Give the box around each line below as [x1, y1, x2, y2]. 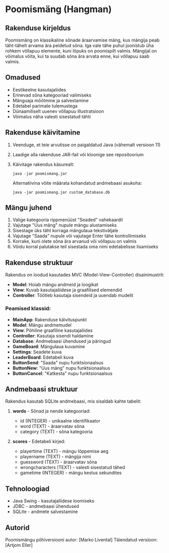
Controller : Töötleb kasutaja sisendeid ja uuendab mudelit [12, 292, 134, 299]
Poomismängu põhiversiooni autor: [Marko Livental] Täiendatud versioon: [5, 536, 158, 542]
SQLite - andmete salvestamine [12, 508, 78, 515]
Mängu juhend [5, 203, 52, 212]
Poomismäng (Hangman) [5, 4, 112, 15]
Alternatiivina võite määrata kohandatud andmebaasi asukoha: [12, 180, 142, 186]
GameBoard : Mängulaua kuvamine [12, 343, 85, 350]
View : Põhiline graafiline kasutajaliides [12, 327, 93, 333]
